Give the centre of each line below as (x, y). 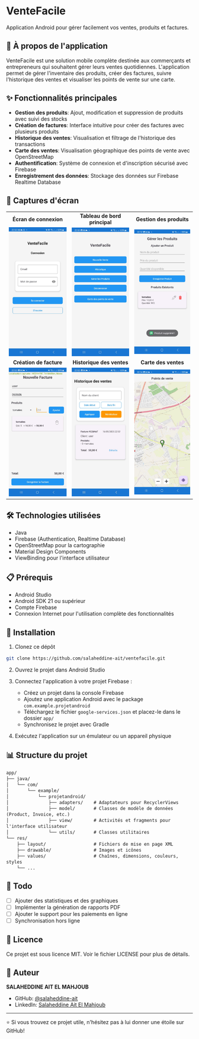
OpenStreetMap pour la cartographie (60, 545)
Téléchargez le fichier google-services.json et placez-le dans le (102, 711)
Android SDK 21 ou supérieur (50, 601)
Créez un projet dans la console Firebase (74, 693)
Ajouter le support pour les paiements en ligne (71, 914)
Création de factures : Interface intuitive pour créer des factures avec (99, 125)
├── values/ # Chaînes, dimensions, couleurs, (98, 856)
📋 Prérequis (30, 577)
